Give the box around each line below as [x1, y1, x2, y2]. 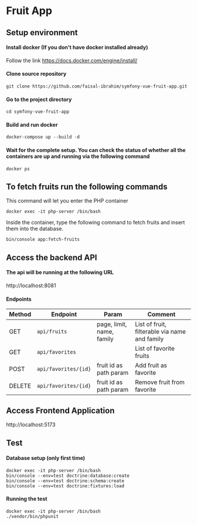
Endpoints [6, 295, 32, 302]
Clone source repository [6, 70, 67, 78]
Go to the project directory [6, 96, 72, 103]
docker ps [6, 166, 30, 171]
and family [134, 335, 164, 343]
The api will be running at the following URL [6, 269, 114, 276]
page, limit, [96, 320, 127, 328]
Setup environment [6, 28, 78, 38]
